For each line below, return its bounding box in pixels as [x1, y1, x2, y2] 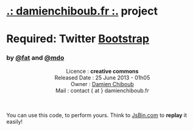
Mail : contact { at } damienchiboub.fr [55, 87, 149, 94]
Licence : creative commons [66, 67, 139, 75]
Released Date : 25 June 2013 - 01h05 [54, 74, 150, 81]
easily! [6, 118, 23, 125]
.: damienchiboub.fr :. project [6, 4, 158, 18]
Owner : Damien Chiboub [71, 80, 134, 87]
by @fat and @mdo [6, 53, 65, 62]
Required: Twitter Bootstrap [6, 32, 150, 46]
